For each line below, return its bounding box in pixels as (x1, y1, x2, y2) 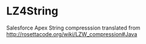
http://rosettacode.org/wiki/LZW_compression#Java (6, 30, 137, 37)
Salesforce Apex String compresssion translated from (6, 24, 141, 31)
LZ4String (6, 4, 59, 18)
